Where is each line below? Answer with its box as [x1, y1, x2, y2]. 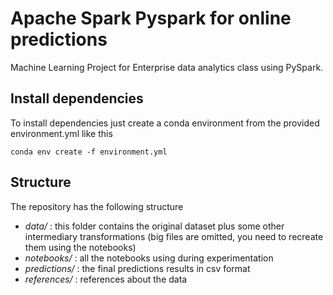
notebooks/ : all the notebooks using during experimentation [24, 252, 274, 264]
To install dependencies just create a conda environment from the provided [10, 117, 320, 129]
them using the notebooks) [24, 241, 137, 253]
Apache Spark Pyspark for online [10, 7, 292, 30]
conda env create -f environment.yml [10, 147, 168, 157]
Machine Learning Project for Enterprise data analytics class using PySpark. [10, 61, 324, 73]
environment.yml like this [10, 127, 113, 139]
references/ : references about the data [24, 273, 188, 285]
